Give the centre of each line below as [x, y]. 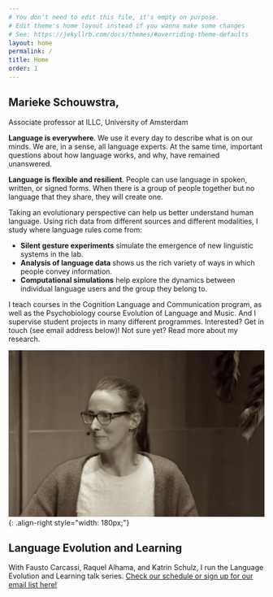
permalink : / [30, 52]
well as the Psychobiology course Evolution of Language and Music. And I [132, 313]
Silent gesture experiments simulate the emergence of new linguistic [137, 245]
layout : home [30, 43]
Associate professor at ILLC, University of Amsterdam [98, 122]
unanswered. [30, 163]
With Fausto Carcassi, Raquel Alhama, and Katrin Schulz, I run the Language [136, 568]
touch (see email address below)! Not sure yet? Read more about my [123, 330]
